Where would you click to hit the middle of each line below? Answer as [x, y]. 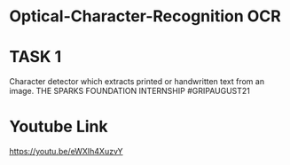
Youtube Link [59, 127]
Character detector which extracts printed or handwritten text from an [137, 82]
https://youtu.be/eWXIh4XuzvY [66, 152]
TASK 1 [35, 57]
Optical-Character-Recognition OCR [145, 16]
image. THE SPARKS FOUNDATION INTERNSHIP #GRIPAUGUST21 [129, 91]
